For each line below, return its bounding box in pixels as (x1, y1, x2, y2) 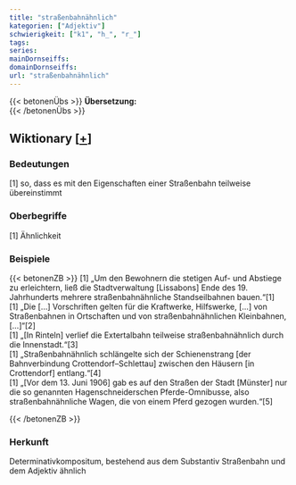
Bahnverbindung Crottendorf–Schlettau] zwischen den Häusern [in (9, 358, 255, 369)
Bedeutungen (9, 158, 70, 171)
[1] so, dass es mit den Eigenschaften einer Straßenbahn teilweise (9, 178, 251, 188)
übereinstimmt (9, 188, 62, 198)
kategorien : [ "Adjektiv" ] (9, 21, 105, 30)
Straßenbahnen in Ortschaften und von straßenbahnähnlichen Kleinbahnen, (9, 311, 287, 322)
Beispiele (9, 252, 51, 264)
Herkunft (9, 435, 49, 447)
